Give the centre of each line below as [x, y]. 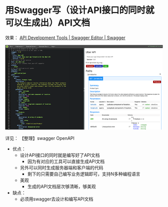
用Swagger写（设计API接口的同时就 [80, 10]
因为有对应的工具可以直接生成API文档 [66, 161]
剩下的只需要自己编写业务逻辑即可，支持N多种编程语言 [84, 174]
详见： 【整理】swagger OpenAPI [40, 138]
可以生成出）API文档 [47, 23]
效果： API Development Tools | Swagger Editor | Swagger [65, 38]
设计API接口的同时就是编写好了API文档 [60, 155]
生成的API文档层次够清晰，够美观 [61, 186]
